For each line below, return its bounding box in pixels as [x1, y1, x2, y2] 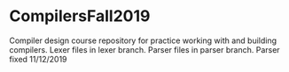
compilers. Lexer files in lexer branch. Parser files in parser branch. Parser [9, 44, 281, 54]
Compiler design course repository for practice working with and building [9, 35, 277, 46]
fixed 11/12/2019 [9, 54, 68, 64]
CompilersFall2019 [9, 6, 151, 26]
